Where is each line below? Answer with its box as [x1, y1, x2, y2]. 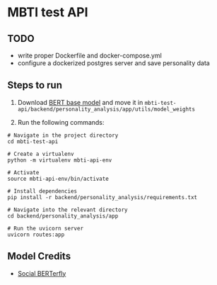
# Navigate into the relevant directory [7, 206, 129, 213]
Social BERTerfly [17, 269, 66, 277]
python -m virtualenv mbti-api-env [7, 157, 112, 164]
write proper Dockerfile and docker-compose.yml [17, 51, 163, 60]
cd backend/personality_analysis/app [7, 212, 119, 220]
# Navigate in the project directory [7, 132, 119, 139]
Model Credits [7, 250, 71, 262]
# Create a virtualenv [7, 150, 74, 157]
